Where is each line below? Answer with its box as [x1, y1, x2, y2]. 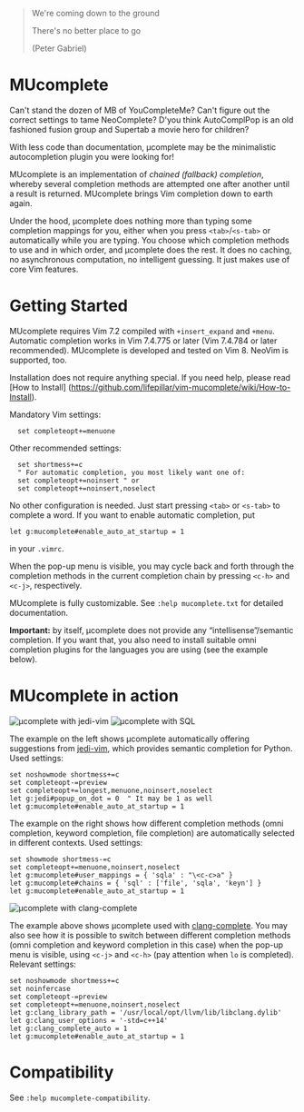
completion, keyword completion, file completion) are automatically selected [9, 827, 295, 839]
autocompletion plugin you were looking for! [9, 151, 174, 162]
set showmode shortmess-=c [9, 854, 112, 864]
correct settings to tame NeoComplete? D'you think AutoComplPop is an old [9, 114, 294, 125]
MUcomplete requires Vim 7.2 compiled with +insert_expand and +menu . [9, 325, 275, 336]
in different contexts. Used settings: [9, 837, 143, 848]
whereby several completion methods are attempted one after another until [9, 178, 290, 189]
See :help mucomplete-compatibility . [9, 1092, 152, 1103]
